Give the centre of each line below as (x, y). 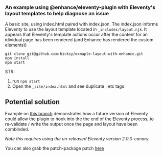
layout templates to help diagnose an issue (57, 13)
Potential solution (33, 102)
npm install (17, 58)
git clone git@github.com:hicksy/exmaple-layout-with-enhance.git (74, 54)
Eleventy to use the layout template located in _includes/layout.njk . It (76, 29)
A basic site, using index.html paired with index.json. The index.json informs (81, 24)
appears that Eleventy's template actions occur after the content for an (76, 35)
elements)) (16, 45)
